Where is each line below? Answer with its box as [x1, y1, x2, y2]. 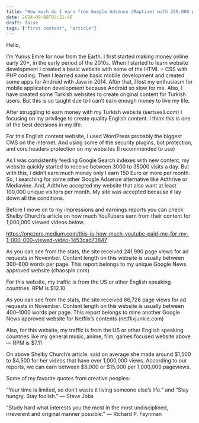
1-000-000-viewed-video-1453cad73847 [6, 237, 108, 244]
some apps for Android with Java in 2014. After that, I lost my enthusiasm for [6, 78, 193, 85]
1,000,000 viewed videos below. [6, 219, 85, 226]
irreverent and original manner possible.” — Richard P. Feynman [6, 411, 162, 418]
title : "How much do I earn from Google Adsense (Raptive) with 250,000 [6, 8, 190, 15]
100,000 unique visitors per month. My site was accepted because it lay [6, 188, 182, 196]
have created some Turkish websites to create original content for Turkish [6, 91, 187, 98]
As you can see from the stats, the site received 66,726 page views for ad [6, 296, 187, 303]
